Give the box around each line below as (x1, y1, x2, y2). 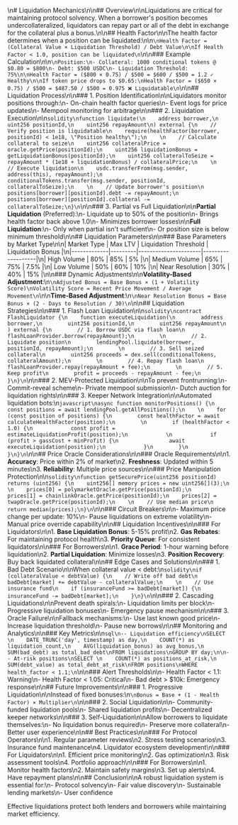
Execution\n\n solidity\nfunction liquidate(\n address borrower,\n (7, 114, 219, 122)
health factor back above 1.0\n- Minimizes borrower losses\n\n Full (7, 217, 200, 226)
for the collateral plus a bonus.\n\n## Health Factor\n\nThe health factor (7, 28, 218, 37)
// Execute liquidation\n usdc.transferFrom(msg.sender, (7, 165, 189, 172)
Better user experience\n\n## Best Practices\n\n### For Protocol (7, 728, 198, 736)
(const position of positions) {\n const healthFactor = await (7, 412, 220, 420)
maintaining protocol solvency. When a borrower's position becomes (7, 13, 208, 22)
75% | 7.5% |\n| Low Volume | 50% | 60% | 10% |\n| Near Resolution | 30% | (7, 263, 230, 271)
